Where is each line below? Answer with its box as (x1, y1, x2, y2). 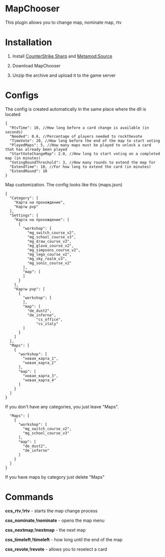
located (5, 111, 21, 117)
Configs (5, 90, 39, 101)
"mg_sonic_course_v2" (27, 261, 72, 266)
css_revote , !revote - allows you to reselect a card (5, 546, 107, 552)
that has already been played (5, 147, 68, 152)
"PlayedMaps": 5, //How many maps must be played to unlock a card (9, 142, 152, 148)
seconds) (5, 129, 23, 134)
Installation (5, 37, 52, 48)
